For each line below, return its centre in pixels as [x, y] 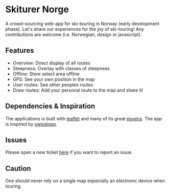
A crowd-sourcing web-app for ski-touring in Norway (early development [82, 24]
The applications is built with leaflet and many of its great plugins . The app [84, 118]
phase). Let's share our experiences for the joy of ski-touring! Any [75, 29]
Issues [16, 140]
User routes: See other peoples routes [53, 84]
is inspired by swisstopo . [31, 124]
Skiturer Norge [37, 9]
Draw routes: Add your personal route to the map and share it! [78, 90]
